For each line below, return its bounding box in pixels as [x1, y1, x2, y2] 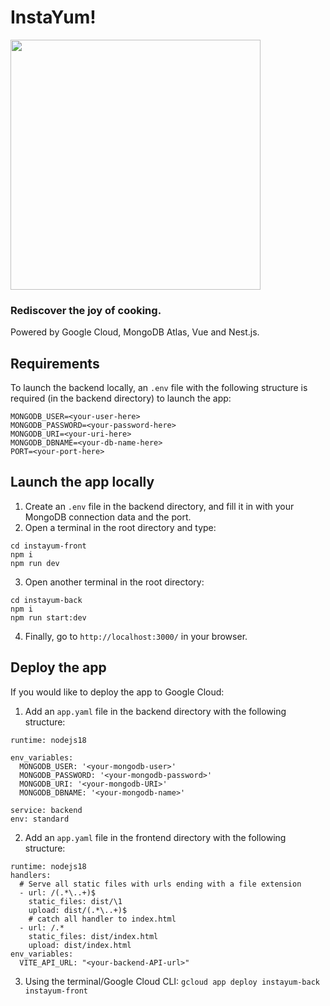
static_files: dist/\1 [28, 896, 123, 906]
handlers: [10, 870, 52, 880]
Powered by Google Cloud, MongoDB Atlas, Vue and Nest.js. [10, 326, 260, 338]
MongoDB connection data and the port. [24, 511, 192, 523]
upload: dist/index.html [28, 940, 132, 950]
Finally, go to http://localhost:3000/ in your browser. [24, 630, 248, 642]
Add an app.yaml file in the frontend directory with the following [24, 831, 287, 843]
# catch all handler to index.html [28, 914, 177, 924]
